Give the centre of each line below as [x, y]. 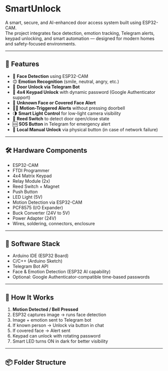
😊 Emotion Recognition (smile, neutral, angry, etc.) [66, 81]
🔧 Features [22, 64]
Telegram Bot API [30, 266]
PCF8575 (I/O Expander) [38, 207]
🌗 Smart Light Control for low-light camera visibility [66, 113]
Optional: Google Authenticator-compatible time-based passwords [81, 277]
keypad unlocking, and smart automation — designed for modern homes [80, 38]
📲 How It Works [29, 297]
